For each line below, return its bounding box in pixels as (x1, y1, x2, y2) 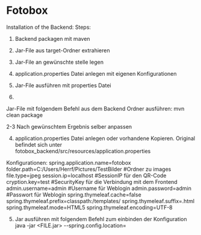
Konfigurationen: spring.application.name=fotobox (6, 159, 131, 166)
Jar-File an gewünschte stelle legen (14, 58, 104, 66)
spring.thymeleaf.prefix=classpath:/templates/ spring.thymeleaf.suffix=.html (6, 197, 194, 204)
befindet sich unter (14, 141, 63, 148)
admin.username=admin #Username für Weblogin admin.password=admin (6, 185, 191, 192)
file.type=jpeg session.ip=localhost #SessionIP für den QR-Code (6, 172, 167, 179)
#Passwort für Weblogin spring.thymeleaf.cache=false (6, 191, 141, 198)
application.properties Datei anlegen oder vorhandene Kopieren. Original (14, 135, 196, 142)
